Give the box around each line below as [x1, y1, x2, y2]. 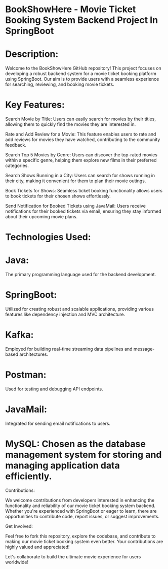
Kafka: [5, 329, 34, 341]
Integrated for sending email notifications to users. [5, 420, 110, 426]
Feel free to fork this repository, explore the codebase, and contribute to [5, 533, 156, 539]
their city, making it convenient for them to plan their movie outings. [5, 178, 146, 184]
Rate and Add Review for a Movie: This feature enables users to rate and [5, 131, 156, 138]
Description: [5, 48, 59, 60]
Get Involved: [5, 523, 33, 529]
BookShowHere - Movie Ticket [5, 4, 136, 15]
